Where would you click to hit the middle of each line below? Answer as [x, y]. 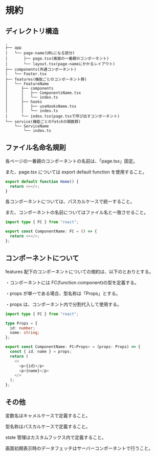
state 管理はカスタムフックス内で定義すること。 [56, 437]
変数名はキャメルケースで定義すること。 [48, 415]
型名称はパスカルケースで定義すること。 [48, 426]
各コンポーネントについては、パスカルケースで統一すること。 [70, 202]
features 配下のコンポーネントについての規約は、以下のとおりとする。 [80, 271]
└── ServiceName [32, 126]
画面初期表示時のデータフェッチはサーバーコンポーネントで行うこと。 [79, 448]
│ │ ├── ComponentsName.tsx [43, 93]
